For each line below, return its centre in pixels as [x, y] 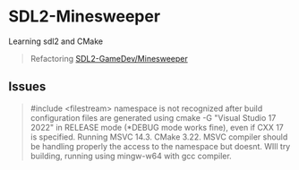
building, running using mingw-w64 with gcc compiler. [131, 156]
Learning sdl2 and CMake [56, 41]
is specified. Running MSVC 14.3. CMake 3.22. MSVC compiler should [159, 137]
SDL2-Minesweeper [85, 17]
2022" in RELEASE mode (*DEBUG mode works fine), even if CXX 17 [157, 127]
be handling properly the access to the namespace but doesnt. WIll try [160, 146]
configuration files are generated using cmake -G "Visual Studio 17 [153, 117]
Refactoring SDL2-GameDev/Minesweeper [109, 58]
